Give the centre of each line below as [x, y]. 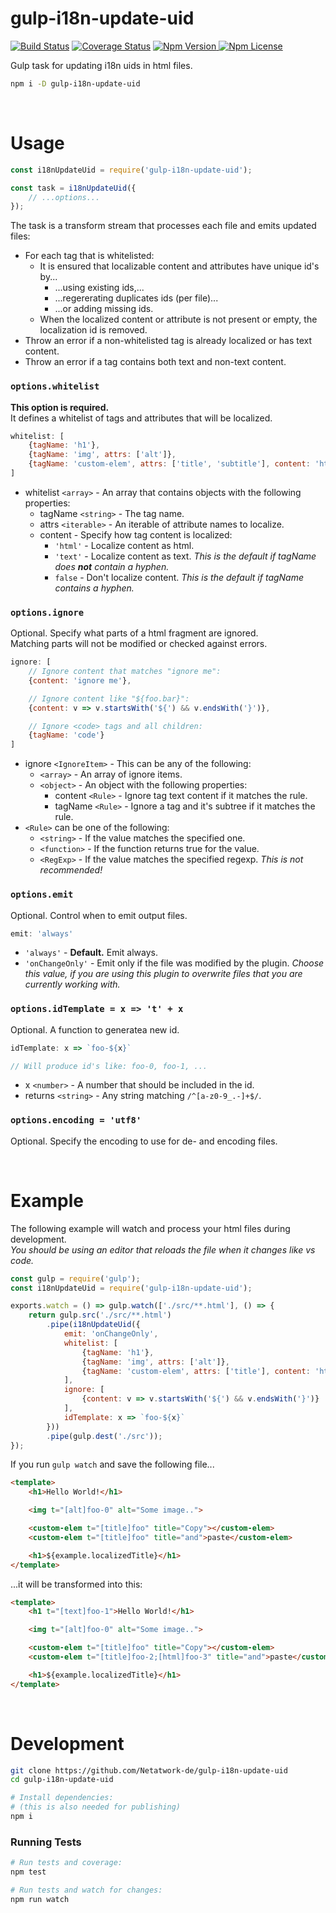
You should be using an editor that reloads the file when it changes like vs [163, 1249]
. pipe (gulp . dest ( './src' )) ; [104, 1436]
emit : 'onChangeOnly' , [111, 1334]
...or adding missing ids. [104, 309]
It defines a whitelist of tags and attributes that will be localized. [141, 418]
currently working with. [72, 984]
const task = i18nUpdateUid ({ [73, 188]
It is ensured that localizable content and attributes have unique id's [179, 266]
